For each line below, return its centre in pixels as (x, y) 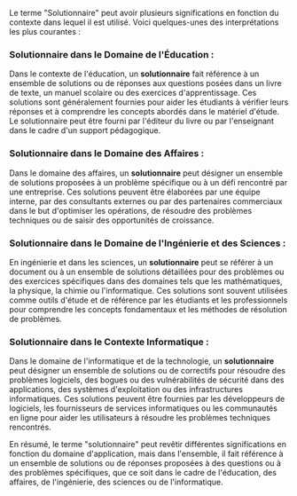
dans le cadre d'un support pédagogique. (85, 130)
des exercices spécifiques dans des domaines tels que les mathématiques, (146, 281)
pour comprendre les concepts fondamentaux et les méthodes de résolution (148, 309)
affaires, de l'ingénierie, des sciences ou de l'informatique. (116, 482)
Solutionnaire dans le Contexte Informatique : (109, 342)
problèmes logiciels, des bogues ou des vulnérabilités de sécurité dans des (147, 380)
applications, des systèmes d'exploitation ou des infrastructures (126, 390)
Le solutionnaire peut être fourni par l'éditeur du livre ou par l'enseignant (142, 121)
